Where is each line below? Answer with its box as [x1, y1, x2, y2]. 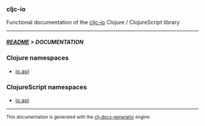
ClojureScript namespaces [6, 83, 87, 91]
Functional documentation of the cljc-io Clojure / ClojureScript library [6, 19, 180, 26]
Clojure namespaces [6, 54, 69, 62]
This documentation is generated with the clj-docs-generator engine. [6, 114, 151, 120]
